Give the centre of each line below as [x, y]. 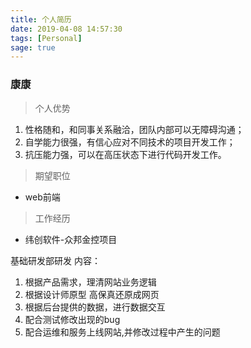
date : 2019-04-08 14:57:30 [66, 29]
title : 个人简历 [41, 19]
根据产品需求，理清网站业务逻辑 [90, 282]
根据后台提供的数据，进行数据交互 [95, 307]
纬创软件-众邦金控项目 [71, 239]
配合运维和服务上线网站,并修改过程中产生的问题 [122, 332]
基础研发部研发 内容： [55, 260]
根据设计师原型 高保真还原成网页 [92, 294]
